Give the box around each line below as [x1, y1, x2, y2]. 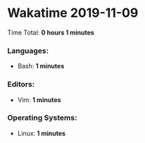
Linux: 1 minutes [17, 129, 65, 137]
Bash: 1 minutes [17, 62, 65, 70]
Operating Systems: [7, 113, 77, 123]
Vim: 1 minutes [17, 95, 61, 104]
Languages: [7, 46, 49, 56]
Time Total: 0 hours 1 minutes [7, 28, 95, 37]
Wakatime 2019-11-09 [7, 5, 139, 21]
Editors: [7, 80, 35, 89]
